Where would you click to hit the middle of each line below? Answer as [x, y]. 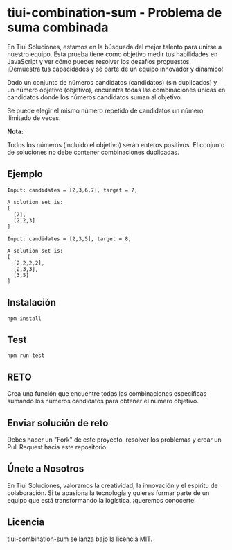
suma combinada [58, 27]
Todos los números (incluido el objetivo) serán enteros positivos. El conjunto [116, 144]
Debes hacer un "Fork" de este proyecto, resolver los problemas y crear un [114, 440]
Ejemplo [25, 174]
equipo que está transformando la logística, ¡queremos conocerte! [101, 500]
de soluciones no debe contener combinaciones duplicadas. [93, 152]
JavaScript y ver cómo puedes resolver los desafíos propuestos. [99, 61]
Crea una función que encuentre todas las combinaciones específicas [107, 394]
